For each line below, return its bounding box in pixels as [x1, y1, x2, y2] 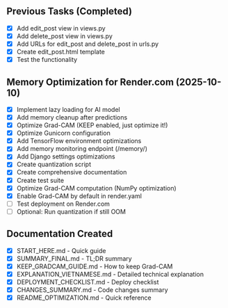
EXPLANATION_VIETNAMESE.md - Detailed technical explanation [16, 270, 204, 278]
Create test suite [16, 176, 64, 184]
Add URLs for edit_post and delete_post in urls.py [16, 40, 159, 48]
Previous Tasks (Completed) [6, 6, 133, 17]
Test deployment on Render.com [16, 200, 111, 208]
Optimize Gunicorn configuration [16, 129, 111, 138]
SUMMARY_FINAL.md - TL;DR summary [16, 254, 133, 263]
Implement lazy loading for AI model [16, 105, 120, 113]
